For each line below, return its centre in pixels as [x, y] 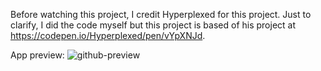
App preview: [37, 55]
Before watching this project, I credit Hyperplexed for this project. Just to [161, 14]
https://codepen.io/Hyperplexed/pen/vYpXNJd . [108, 35]
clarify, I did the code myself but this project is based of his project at [153, 25]
